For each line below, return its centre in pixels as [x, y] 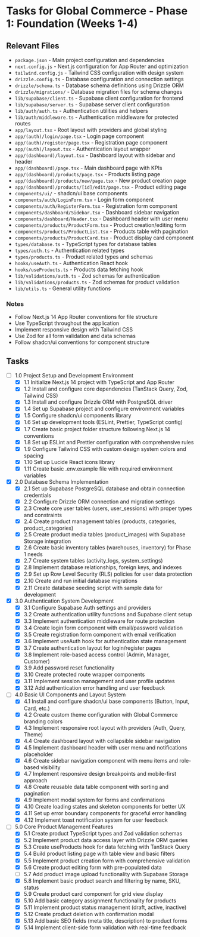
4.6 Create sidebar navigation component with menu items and [101, 760]
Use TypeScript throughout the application [67, 323]
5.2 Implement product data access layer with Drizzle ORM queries [106, 840]
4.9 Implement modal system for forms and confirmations [94, 800]
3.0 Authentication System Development [64, 601]
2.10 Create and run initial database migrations [81, 581]
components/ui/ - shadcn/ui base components [71, 193]
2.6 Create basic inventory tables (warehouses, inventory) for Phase [107, 548]
